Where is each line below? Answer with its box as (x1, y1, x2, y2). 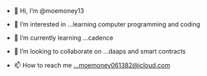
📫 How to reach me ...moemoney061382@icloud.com (13, 61, 171, 69)
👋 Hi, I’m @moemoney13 (13, 7, 85, 15)
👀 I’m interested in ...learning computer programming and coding (13, 20, 201, 28)
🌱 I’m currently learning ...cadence (13, 33, 114, 42)
